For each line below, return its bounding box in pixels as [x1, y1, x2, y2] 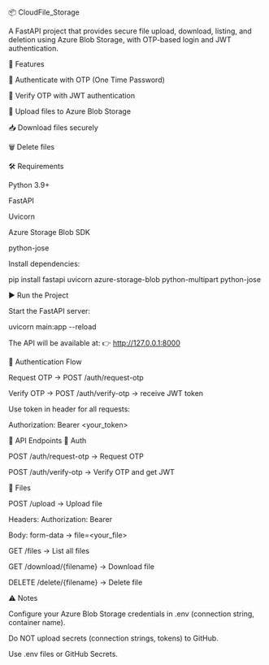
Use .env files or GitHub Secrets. [8, 650, 118, 658]
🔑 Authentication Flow [8, 357, 83, 367]
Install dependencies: [8, 259, 80, 268]
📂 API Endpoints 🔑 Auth [8, 436, 87, 446]
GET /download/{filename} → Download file [8, 562, 154, 572]
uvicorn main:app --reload [8, 322, 97, 332]
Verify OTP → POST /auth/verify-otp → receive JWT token [8, 389, 204, 398]
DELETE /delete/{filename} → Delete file [8, 577, 143, 587]
